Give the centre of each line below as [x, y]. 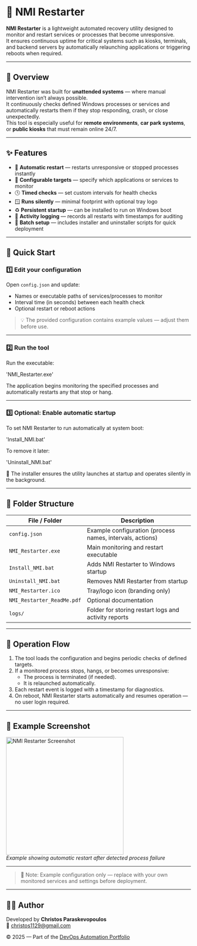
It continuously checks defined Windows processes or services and [88, 104]
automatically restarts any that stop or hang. [60, 392]
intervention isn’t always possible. [47, 98]
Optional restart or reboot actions [55, 309]
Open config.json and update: [43, 285]
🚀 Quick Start [31, 252]
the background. [26, 479]
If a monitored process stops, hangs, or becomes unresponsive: [92, 671]
